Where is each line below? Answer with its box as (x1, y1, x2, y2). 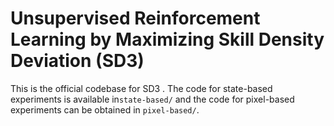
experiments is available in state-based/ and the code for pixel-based (10, 93, 295, 105)
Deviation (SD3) (10, 50, 145, 72)
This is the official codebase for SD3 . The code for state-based (10, 82, 273, 94)
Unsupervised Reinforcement (10, 7, 261, 30)
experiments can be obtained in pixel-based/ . (10, 103, 200, 116)
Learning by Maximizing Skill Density (10, 28, 325, 51)
